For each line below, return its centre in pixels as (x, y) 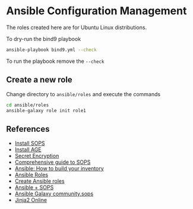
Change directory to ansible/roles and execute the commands (83, 94)
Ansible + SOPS (34, 188)
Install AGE (28, 150)
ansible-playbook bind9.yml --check (51, 50)
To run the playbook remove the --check (55, 61)
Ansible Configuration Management (96, 11)
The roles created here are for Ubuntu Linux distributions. (77, 27)
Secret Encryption (37, 156)
